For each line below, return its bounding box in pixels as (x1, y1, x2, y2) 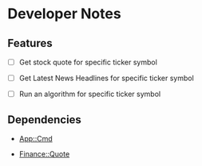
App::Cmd (18, 134, 53, 143)
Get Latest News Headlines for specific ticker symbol (18, 73, 195, 83)
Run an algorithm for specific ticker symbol (18, 89, 161, 99)
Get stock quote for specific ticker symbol (18, 57, 157, 67)
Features (7, 37, 53, 50)
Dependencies (7, 113, 81, 126)
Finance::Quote (18, 149, 70, 159)
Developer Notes (7, 5, 121, 23)
